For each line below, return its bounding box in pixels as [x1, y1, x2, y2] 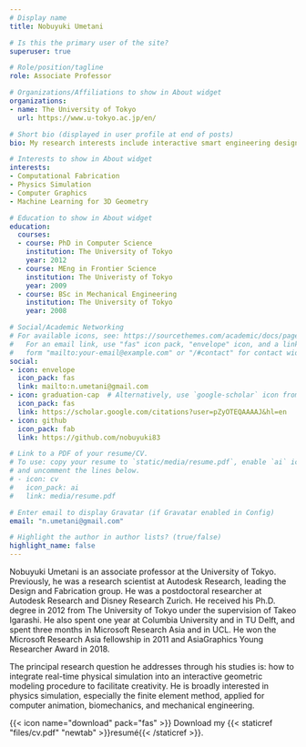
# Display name [9, 13, 67, 23]
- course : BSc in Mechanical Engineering [17, 289, 178, 298]
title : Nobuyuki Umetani [9, 22, 104, 31]
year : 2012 [25, 256, 67, 265]
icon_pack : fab [17, 424, 76, 433]
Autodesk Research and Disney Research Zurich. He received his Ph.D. [9, 595, 276, 606]
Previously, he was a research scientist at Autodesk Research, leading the [9, 576, 287, 587]
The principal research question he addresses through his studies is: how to [9, 661, 294, 671]
